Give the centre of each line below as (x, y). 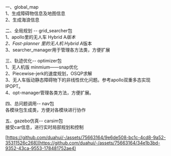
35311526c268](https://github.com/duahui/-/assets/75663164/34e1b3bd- (83, 143)
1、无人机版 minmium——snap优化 (42, 67)
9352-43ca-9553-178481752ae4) (41, 148)
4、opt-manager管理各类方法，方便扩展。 (50, 93)
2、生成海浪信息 (22, 20)
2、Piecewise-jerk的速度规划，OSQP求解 (49, 73)
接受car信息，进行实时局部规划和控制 (45, 127)
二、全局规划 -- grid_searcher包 (39, 31)
